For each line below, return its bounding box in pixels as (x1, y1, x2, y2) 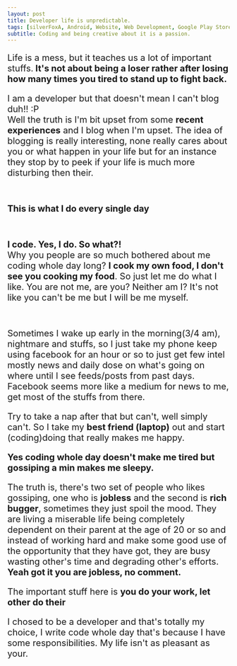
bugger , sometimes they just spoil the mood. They (7, 503, 217, 515)
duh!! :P (7, 103, 39, 115)
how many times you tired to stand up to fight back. (7, 74, 227, 85)
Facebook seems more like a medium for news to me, (7, 381, 229, 393)
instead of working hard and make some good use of (7, 535, 227, 546)
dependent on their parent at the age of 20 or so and (7, 524, 226, 536)
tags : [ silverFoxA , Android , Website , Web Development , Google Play (7, 23, 213, 30)
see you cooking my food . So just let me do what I (7, 270, 217, 282)
